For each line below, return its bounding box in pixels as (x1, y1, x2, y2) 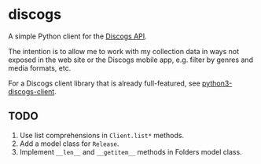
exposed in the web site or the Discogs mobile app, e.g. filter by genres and (8, 55, 254, 64)
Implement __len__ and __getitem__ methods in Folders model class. (19, 147, 242, 156)
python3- (201, 78, 233, 88)
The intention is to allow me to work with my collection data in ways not (8, 46, 240, 56)
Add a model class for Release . (19, 139, 119, 148)
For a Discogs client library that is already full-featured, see (8, 78, 200, 88)
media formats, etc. (8, 63, 72, 72)
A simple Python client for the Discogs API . (8, 31, 147, 41)
